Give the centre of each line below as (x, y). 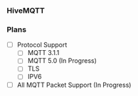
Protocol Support (42, 45)
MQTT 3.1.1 (43, 53)
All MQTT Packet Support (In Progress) (74, 85)
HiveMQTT (26, 11)
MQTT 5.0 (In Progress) (62, 61)
